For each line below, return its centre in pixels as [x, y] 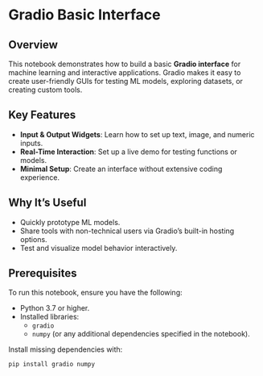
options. [33, 239]
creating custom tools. [45, 90]
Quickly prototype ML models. [70, 222]
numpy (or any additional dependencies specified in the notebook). [141, 334]
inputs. [31, 143]
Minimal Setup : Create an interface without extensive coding [121, 169]
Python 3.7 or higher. [55, 308]
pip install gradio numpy [51, 365]
